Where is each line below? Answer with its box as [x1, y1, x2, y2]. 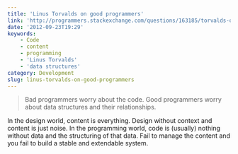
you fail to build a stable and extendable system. [7, 139, 149, 148]
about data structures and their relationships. [24, 103, 157, 112]
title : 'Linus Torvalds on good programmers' [7, 10, 144, 18]
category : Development [7, 69, 74, 76]
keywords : [7, 30, 37, 37]
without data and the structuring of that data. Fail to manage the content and [7, 131, 230, 140]
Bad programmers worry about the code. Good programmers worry [24, 95, 222, 104]
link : [7, 17, 23, 24]
